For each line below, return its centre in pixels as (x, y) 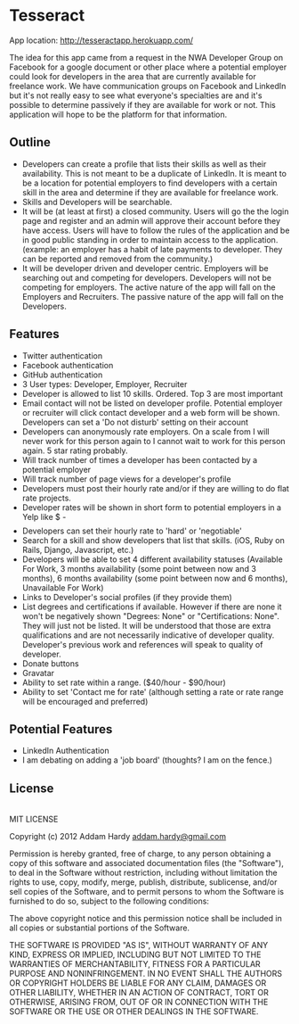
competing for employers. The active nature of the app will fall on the (149, 287)
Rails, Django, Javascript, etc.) (78, 549)
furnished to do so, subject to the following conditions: (109, 901)
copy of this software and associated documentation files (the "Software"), (147, 863)
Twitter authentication (62, 355)
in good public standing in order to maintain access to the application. (150, 239)
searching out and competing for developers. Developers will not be (146, 277)
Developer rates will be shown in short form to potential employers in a (152, 507)
